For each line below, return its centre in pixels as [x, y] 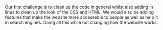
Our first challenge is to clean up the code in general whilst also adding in [79, 7]
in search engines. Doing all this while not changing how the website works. [81, 22]
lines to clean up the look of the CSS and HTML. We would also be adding [80, 12]
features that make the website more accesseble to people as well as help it [81, 17]
